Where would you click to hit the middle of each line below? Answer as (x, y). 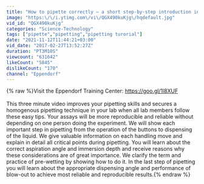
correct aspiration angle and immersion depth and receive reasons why (96, 149)
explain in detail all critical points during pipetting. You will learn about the (98, 142)
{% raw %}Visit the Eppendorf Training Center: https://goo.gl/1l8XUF (92, 91)
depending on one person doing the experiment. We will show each (91, 123)
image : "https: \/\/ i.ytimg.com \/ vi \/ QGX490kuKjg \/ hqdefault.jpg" (90, 18)
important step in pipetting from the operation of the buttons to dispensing (99, 130)
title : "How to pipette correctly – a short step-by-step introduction (99, 12)
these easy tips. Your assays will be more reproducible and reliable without (100, 117)
